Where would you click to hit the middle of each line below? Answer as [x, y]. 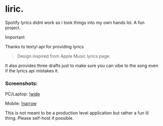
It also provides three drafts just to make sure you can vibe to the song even [82, 65]
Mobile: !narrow [21, 104]
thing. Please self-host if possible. [39, 118]
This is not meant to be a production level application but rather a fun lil [77, 113]
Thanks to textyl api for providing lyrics [45, 46]
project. [13, 27]
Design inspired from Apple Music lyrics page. [64, 56]
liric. [14, 9]
